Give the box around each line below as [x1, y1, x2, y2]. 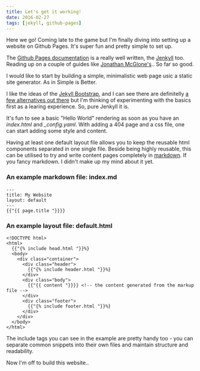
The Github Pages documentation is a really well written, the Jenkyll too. [6, 55, 184, 62]
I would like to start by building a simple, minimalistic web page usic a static [6, 73, 193, 80]
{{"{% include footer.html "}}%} [28, 303, 111, 309]
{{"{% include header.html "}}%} [28, 266, 111, 273]
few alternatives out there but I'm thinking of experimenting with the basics [6, 96, 192, 104]
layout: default [6, 197, 47, 203]
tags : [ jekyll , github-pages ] [6, 20, 82, 26]
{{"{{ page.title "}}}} [6, 207, 66, 213]
